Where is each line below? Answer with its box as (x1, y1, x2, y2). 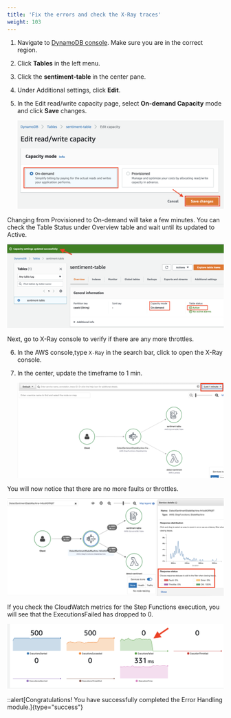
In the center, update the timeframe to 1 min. (16, 369, 143, 378)
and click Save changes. (16, 106, 87, 115)
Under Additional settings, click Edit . (16, 86, 121, 94)
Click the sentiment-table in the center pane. (16, 72, 146, 81)
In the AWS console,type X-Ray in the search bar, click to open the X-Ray (16, 349, 223, 357)
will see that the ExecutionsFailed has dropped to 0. (7, 610, 153, 619)
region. (16, 46, 38, 54)
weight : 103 (7, 18, 41, 26)
